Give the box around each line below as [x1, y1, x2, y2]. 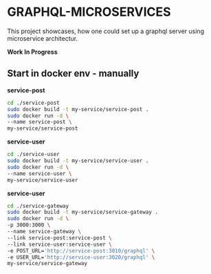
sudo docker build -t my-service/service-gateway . [7, 208, 158, 216]
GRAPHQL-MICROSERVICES [7, 4, 171, 20]
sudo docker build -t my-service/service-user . [7, 157, 149, 164]
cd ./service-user [7, 151, 60, 158]
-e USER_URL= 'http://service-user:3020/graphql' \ [7, 253, 155, 261]
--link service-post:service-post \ [7, 234, 112, 242]
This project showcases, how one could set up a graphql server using [7, 27, 205, 35]
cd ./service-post [7, 99, 60, 106]
